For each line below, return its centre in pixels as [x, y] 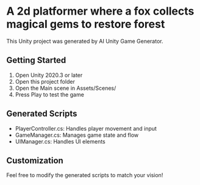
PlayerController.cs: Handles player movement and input [86, 128]
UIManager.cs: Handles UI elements [60, 141]
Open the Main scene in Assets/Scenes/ [66, 88]
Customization [35, 160]
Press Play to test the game [49, 94]
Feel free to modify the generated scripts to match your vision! [85, 175]
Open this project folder [45, 81]
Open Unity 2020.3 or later [49, 75]
